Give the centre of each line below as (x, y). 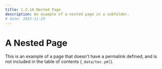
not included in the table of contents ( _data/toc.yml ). (59, 62)
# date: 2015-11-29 (25, 19)
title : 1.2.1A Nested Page (33, 10)
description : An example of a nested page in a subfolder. (67, 14)
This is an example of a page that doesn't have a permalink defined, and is (81, 56)
